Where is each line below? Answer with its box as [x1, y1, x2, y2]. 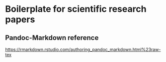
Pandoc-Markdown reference [5, 33, 99, 42]
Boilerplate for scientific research [5, 3, 147, 15]
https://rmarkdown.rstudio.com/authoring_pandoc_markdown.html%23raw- [5, 47, 161, 52]
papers [5, 14, 35, 25]
